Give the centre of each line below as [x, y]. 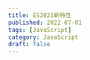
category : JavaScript [43, 37]
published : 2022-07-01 [45, 23]
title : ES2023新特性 [40, 15]
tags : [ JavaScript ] [40, 30]
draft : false [29, 44]
